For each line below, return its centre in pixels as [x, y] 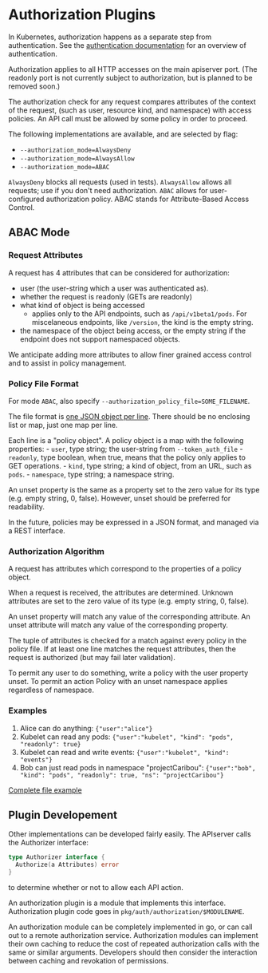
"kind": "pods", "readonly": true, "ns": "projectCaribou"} [122, 775]
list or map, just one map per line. [63, 425]
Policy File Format [43, 383]
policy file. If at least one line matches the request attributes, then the [122, 649]
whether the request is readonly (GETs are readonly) [106, 296]
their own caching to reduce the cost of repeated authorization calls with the [134, 943]
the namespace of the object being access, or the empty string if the [132, 330]
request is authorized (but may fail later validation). [92, 658]
